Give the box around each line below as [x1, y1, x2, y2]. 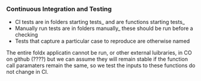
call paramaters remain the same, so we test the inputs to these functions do [6, 62, 196, 69]
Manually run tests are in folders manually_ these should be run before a [14, 25, 193, 32]
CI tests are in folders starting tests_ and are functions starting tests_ [14, 19, 185, 26]
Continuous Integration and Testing [6, 5, 112, 13]
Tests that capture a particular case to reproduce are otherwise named [14, 38, 190, 45]
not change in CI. [6, 68, 49, 76]
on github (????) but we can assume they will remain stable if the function [6, 56, 188, 63]
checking [14, 31, 38, 38]
